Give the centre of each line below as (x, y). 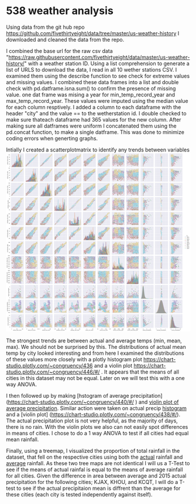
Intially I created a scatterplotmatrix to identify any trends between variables (98, 149)
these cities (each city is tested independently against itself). (79, 494)
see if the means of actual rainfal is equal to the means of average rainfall (94, 469)
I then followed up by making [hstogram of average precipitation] (84, 395)
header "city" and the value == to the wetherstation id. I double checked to (96, 113)
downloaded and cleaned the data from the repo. (65, 39)
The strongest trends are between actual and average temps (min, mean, (94, 340)
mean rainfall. (23, 439)
